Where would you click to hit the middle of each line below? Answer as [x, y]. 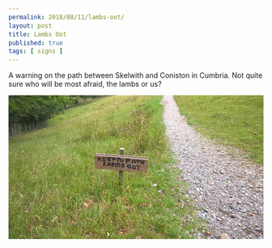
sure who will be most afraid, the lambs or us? [85, 84]
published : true [36, 43]
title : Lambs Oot [38, 34]
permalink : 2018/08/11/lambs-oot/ [67, 17]
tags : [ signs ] [36, 51]
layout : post [30, 26]
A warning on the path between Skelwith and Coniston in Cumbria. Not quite [136, 75]
